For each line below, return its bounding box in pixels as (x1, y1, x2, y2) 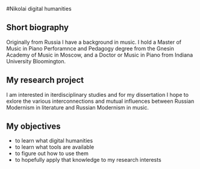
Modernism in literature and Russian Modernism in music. (6, 103, 149, 111)
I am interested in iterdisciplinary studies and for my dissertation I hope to (6, 91, 189, 98)
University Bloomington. (6, 57, 66, 65)
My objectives (6, 121, 61, 132)
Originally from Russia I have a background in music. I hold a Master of (6, 38, 182, 46)
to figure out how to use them (14, 150, 89, 157)
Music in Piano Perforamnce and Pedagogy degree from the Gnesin (6, 45, 175, 52)
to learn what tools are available (14, 144, 95, 151)
